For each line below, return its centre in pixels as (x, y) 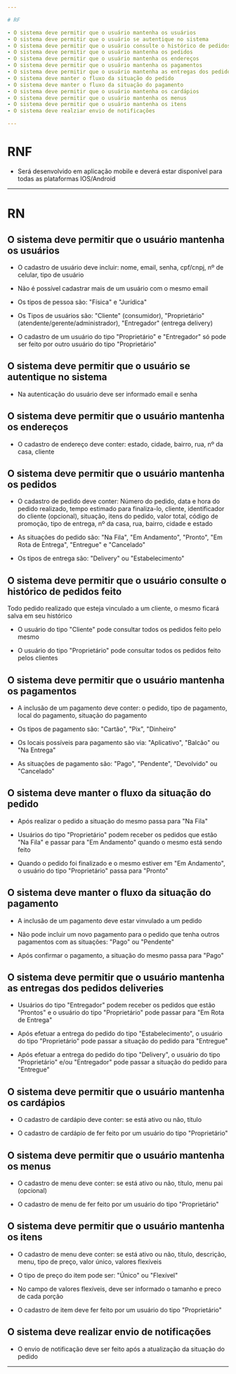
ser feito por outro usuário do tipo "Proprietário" (87, 344)
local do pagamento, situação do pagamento (82, 715)
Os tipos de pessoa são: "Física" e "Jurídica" (82, 302)
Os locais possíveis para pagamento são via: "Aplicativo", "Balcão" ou (118, 742)
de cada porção (40, 1296)
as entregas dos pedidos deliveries (85, 988)
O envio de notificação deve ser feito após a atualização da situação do (121, 1349)
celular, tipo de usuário (51, 275)
